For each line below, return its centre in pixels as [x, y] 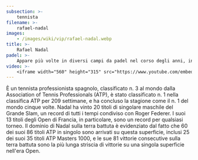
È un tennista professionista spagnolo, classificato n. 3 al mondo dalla [91, 88]
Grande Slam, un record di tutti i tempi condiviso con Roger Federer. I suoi [96, 114]
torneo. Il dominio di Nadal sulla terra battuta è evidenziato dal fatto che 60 [97, 126]
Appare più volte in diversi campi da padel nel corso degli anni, [101, 61]
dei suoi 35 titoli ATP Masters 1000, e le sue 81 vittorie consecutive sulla [93, 138]
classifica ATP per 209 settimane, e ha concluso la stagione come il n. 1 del [97, 101]
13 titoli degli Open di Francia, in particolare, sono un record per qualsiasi [95, 120]
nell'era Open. [23, 151]
